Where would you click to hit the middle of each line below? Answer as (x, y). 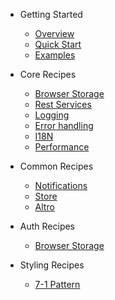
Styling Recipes (52, 265)
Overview (54, 33)
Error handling (64, 125)
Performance (62, 147)
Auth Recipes (47, 226)
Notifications (61, 185)
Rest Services (63, 104)
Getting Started (51, 14)
